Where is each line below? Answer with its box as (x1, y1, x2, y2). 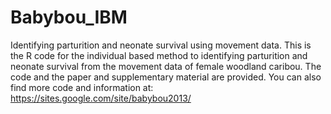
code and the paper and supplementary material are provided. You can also (10, 71, 322, 83)
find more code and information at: (10, 81, 154, 93)
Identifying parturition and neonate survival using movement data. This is (10, 39, 312, 51)
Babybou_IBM (10, 6, 128, 29)
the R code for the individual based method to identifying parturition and (10, 49, 308, 61)
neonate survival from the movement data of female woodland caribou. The (10, 60, 322, 72)
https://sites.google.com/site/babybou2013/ (10, 92, 192, 104)
